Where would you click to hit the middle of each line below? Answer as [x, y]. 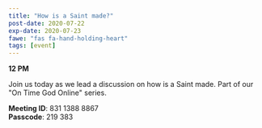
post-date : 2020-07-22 [46, 23]
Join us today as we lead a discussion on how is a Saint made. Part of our [131, 85]
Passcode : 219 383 [41, 117]
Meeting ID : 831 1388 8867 [54, 109]
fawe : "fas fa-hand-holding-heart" [68, 38]
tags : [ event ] [32, 46]
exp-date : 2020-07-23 [45, 31]
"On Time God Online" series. [57, 93]
